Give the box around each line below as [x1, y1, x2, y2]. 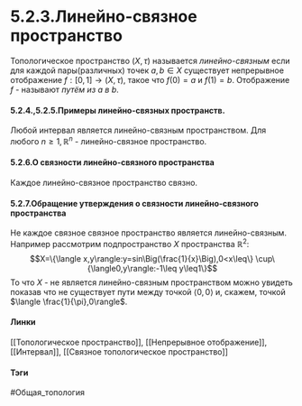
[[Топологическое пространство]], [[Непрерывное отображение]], [10, 337, 268, 348]
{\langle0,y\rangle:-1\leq [87, 263, 178, 273]
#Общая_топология [10, 387, 85, 398]
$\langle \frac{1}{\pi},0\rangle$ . [10, 296, 128, 307]
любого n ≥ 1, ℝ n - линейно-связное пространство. [10, 134, 207, 146]
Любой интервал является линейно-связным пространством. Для [10, 125, 267, 136]
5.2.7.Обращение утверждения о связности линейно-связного [10, 198, 260, 208]
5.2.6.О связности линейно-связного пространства [10, 157, 215, 168]
